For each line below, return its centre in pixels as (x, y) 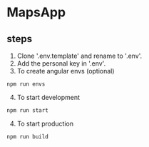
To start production (45, 123)
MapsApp (36, 12)
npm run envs (26, 84)
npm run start (28, 111)
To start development (48, 97)
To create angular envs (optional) (66, 71)
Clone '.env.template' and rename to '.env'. (79, 56)
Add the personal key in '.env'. (61, 64)
